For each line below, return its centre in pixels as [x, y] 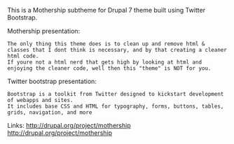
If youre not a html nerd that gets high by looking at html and [104, 62]
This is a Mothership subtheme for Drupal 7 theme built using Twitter [106, 10]
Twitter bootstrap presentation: [52, 81]
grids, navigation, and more [50, 113]
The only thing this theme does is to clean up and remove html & [106, 44]
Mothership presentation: [44, 31]
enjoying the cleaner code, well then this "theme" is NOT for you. [109, 69]
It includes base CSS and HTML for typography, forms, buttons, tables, [116, 106]
